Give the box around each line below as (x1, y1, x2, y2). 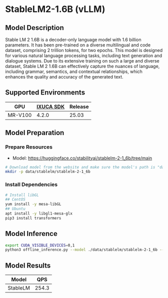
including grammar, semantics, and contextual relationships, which (5, 68, 142, 74)
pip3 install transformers (5, 215, 61, 220)
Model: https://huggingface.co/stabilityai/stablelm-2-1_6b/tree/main (12, 155, 152, 161)
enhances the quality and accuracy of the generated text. (5, 74, 123, 79)
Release (69, 103, 89, 110)
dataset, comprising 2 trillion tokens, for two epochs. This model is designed (5, 47, 163, 53)
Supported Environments (5, 88, 85, 97)
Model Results (5, 261, 51, 269)
